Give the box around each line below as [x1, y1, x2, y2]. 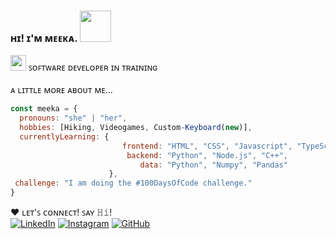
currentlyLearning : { [19, 131, 110, 142]
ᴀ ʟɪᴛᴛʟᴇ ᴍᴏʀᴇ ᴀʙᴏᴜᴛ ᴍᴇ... [10, 84, 113, 96]
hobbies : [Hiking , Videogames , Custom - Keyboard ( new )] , [19, 123, 253, 133]
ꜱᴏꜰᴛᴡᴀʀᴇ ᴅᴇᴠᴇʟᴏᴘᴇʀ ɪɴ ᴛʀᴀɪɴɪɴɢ [28, 61, 158, 74]
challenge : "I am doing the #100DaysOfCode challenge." [14, 178, 253, 189]
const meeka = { [10, 104, 78, 114]
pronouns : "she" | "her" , [19, 113, 128, 124]
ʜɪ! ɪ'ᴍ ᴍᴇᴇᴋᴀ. [10, 31, 78, 45]
